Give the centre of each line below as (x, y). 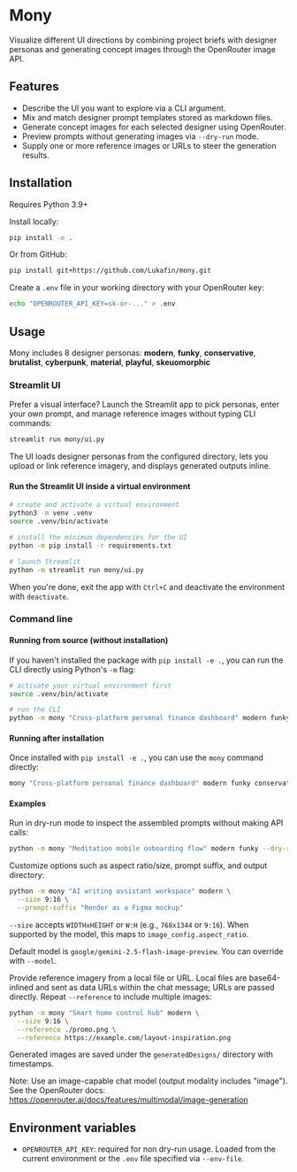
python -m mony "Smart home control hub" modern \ (104, 1013)
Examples (28, 803)
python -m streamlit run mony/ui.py (76, 570)
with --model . (33, 960)
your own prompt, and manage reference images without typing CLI (133, 414)
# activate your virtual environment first (91, 686)
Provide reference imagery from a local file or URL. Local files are (128, 978)
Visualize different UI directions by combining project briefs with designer (143, 40)
